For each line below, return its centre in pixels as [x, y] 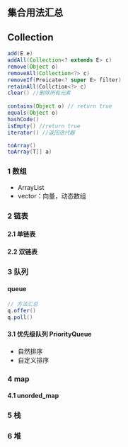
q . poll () [20, 317]
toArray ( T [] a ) [30, 152]
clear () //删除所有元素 [39, 93]
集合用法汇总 [35, 13]
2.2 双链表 [22, 251]
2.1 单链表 [22, 234]
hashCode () [23, 119]
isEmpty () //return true [44, 126]
